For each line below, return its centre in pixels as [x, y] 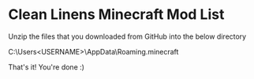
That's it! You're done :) [47, 67]
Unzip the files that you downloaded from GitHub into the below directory [127, 36]
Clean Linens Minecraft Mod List [116, 15]
